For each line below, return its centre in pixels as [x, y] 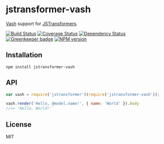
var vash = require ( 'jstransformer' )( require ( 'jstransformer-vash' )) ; [83, 94]
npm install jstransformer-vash [40, 67]
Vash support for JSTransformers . [42, 24]
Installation [24, 55]
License [19, 124]
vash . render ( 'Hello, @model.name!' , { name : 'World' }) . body [73, 104]
